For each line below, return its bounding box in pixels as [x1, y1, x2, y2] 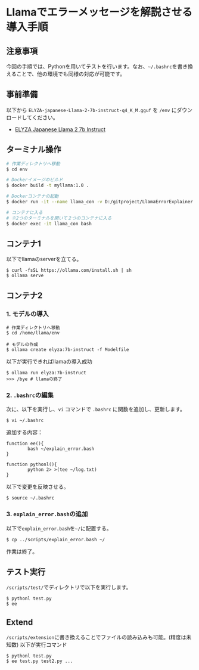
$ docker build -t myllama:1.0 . [6, 182, 89, 188]
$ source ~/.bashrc [6, 495, 55, 501]
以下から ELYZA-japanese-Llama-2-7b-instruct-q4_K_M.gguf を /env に [6, 106, 177, 113]
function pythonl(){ [6, 461, 58, 468]
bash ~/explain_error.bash [27, 446, 95, 452]
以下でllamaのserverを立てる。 [6, 256, 82, 263]
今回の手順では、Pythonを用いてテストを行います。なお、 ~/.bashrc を [6, 63, 178, 70]
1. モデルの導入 [6, 309, 49, 318]
